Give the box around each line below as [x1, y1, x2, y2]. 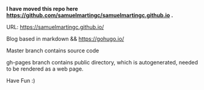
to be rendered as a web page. [6, 65, 84, 72]
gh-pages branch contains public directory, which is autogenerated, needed [6, 59, 199, 66]
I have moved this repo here [6, 5, 78, 12]
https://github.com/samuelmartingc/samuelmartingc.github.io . [6, 12, 173, 19]
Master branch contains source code [6, 47, 100, 54]
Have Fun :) [6, 77, 35, 84]
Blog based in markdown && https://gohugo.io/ [6, 35, 124, 42]
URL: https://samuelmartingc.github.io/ [6, 24, 104, 30]
